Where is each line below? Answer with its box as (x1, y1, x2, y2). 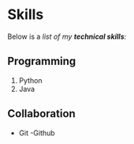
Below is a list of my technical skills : (7, 32, 127, 41)
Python (18, 75, 43, 85)
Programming (7, 55, 76, 68)
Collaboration (7, 107, 76, 120)
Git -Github (18, 128, 56, 138)
